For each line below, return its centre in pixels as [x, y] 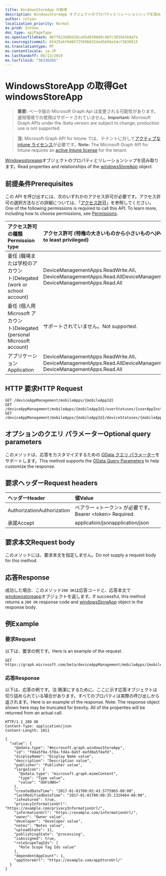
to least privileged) [66, 240]
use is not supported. [39, 128]
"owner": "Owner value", [40, 817]
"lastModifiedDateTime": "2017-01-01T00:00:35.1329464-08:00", [81, 795]
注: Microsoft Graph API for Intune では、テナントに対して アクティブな [89, 138]
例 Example [22, 624]
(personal [19, 335]
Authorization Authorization [39, 510]
